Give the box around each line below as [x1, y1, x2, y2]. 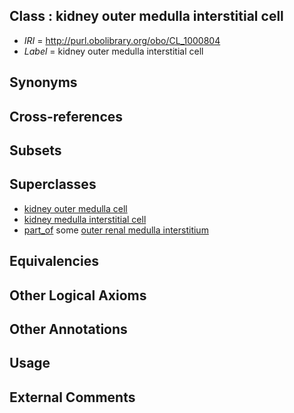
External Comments [9, 389, 136, 406]
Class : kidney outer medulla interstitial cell [9, 8, 284, 25]
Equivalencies [9, 253, 99, 270]
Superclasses [9, 176, 97, 193]
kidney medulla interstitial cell [23, 213, 147, 225]
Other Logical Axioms [9, 287, 147, 304]
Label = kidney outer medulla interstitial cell [23, 45, 204, 57]
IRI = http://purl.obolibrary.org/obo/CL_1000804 [23, 34, 221, 46]
